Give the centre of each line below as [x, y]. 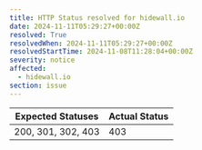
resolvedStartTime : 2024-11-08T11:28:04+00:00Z [101, 52]
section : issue [38, 85]
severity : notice [42, 60]
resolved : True [38, 35]
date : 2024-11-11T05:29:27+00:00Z [75, 26]
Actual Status [139, 116]
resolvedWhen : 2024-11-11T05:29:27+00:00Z [91, 43]
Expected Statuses [57, 116]
